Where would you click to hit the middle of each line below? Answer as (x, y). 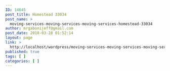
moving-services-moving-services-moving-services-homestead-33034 (81, 24)
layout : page (19, 38)
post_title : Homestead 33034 (36, 14)
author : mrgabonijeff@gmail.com (39, 28)
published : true (22, 51)
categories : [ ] (22, 61)
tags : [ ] (16, 56)
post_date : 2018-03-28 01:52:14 (39, 33)
